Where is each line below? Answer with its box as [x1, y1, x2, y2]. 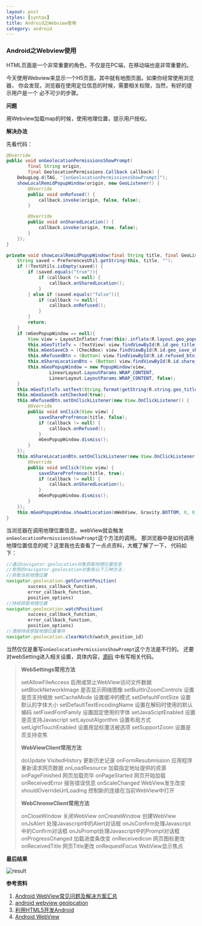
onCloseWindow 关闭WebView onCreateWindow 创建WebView [20, 812, 176, 820]
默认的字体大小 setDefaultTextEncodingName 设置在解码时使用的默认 [20, 701, 193, 708]
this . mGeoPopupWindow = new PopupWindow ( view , [28, 364, 147, 370]
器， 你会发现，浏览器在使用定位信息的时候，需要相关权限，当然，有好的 [6, 82, 187, 89]
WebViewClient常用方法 [20, 744, 82, 751]
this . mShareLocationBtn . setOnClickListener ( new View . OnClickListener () [17, 453, 200, 460]
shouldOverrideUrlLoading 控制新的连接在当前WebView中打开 [20, 786, 175, 794]
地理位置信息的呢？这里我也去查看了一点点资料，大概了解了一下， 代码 [6, 542, 182, 549]
